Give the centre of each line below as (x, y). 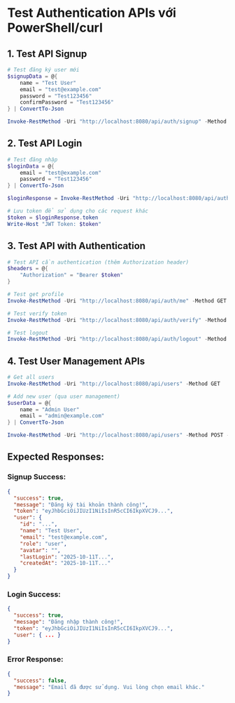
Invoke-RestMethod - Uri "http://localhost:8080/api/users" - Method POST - (119, 435)
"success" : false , (41, 681)
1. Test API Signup (47, 54)
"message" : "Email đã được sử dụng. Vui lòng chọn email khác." (109, 687)
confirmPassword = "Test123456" (67, 102)
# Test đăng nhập (33, 159)
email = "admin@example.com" (62, 416)
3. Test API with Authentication (76, 246)
